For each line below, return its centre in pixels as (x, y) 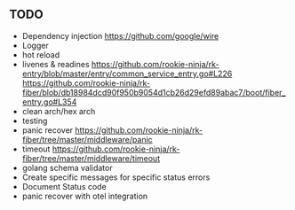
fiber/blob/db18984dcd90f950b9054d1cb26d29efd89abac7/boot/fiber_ (154, 92)
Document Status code (64, 186)
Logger (35, 45)
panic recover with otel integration (85, 196)
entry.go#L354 (49, 102)
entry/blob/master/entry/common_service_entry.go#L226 (127, 74)
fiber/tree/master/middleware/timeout (91, 158)
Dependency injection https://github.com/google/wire (120, 35)
